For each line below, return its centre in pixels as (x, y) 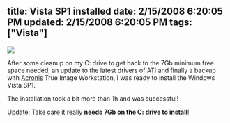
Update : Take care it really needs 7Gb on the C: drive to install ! (98, 112)
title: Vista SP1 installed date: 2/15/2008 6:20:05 (115, 11)
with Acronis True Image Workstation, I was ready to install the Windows (111, 77)
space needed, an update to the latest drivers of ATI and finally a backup (112, 70)
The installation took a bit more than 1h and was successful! (93, 98)
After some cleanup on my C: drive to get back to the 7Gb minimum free (111, 63)
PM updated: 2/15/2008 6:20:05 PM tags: (100, 23)
